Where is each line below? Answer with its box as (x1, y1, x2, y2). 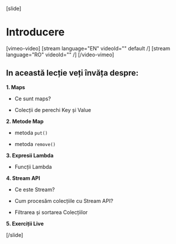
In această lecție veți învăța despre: (6, 68, 139, 78)
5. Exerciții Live (6, 220, 44, 227)
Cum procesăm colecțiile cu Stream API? (14, 197, 113, 204)
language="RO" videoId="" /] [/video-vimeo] (6, 51, 114, 58)
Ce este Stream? (14, 186, 55, 193)
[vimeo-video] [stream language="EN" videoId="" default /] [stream (6, 45, 171, 52)
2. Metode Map (6, 117, 44, 125)
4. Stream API (6, 174, 40, 181)
